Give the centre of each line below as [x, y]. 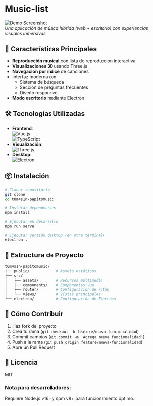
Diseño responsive [39, 92]
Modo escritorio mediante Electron [48, 98]
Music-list [26, 9]
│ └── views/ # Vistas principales [53, 294]
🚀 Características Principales [51, 49]
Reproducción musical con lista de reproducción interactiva [74, 61]
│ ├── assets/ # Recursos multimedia [54, 280]
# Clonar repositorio [27, 190]
